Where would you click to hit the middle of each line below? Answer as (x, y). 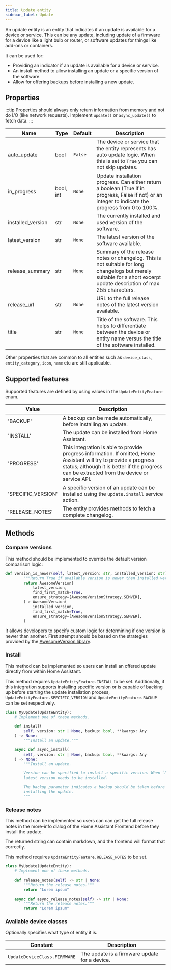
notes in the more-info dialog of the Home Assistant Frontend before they (82, 826)
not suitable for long (120, 264)
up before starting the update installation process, (58, 692)
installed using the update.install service (113, 494)
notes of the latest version (127, 305)
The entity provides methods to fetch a (109, 508)
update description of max (128, 284)
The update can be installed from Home (110, 433)
